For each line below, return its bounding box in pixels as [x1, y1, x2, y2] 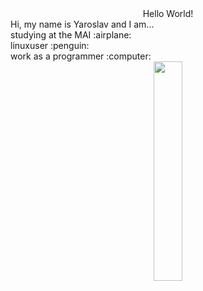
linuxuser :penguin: [10, 40, 90, 51]
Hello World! [142, 8, 194, 19]
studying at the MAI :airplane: [10, 29, 132, 41]
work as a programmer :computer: [10, 50, 152, 62]
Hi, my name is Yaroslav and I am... [10, 18, 155, 30]
